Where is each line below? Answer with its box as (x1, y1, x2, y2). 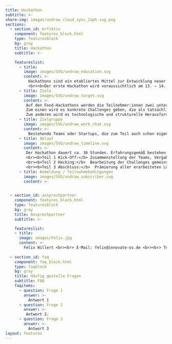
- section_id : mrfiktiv (10, 27, 60, 32)
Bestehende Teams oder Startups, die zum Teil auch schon (28, 131, 155, 136)
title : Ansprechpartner (14, 212, 66, 217)
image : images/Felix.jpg (18, 235, 72, 241)
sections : (5, 22, 27, 27)
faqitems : (14, 283, 36, 288)
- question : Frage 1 (18, 288, 63, 293)
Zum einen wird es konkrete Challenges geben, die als (26, 107, 145, 113)
